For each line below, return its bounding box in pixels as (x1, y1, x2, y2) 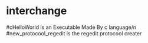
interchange (6, 4, 67, 18)
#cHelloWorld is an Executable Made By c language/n (6, 24, 137, 31)
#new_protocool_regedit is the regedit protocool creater (6, 29, 142, 37)
